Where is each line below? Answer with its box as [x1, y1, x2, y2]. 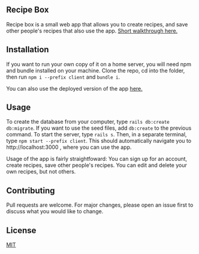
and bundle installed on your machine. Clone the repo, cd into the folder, [6, 67, 185, 74]
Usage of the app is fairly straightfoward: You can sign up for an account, [6, 156, 188, 163]
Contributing [6, 186, 55, 196]
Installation [6, 44, 49, 55]
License [6, 225, 37, 235]
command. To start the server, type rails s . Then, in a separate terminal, [6, 131, 187, 138]
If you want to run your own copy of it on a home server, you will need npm [6, 60, 192, 68]
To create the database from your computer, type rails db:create [6, 118, 170, 125]
